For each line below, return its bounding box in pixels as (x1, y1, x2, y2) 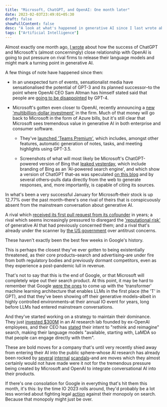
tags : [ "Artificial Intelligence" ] (5, 30, 79, 35)
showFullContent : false (5, 21, 55, 26)
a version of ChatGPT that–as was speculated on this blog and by (19, 171, 154, 177)
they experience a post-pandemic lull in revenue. (5, 263, 105, 268)
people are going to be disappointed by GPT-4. (12, 95, 109, 101)
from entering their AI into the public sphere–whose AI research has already (5, 350, 160, 355)
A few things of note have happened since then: (5, 70, 103, 75)
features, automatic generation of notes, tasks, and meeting (19, 141, 143, 147)
